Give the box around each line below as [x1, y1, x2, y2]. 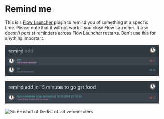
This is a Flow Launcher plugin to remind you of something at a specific [5, 20, 149, 25]
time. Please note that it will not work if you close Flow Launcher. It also [5, 24, 149, 30]
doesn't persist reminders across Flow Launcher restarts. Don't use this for [5, 30, 156, 36]
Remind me [5, 3, 52, 15]
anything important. [5, 35, 45, 41]
